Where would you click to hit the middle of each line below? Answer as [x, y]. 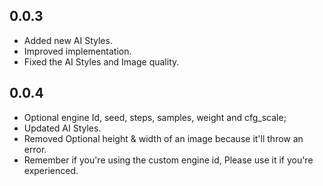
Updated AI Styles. [62, 128]
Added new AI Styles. [68, 40]
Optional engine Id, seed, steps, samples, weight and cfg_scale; [155, 117]
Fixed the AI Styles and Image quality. [101, 61]
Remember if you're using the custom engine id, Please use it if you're [168, 160]
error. [35, 149]
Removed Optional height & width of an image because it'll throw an [163, 138]
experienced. [51, 170]
